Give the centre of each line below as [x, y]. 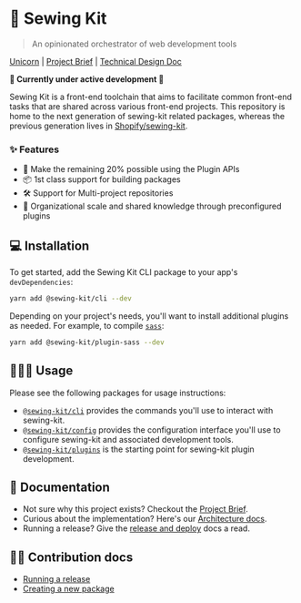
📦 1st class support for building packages [101, 179]
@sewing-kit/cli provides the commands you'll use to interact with [148, 410]
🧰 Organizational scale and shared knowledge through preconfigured [152, 206]
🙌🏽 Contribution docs [71, 557]
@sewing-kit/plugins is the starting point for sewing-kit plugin [138, 449]
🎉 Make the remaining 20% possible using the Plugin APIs [131, 169]
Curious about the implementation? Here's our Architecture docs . [145, 519]
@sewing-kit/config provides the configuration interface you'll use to [151, 429]
